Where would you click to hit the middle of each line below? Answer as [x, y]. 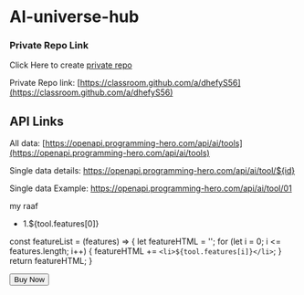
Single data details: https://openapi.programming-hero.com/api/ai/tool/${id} [152, 171]
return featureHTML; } [51, 261]
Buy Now [30, 280]
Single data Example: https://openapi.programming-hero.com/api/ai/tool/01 [151, 188]
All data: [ [27, 143]
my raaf [24, 206]
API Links [37, 121]
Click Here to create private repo [71, 65]
